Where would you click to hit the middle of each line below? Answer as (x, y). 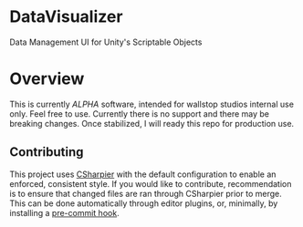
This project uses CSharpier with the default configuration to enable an (143, 174)
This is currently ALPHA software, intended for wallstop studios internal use (152, 104)
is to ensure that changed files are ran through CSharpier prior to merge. (146, 193)
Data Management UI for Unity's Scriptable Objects (106, 42)
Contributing (47, 152)
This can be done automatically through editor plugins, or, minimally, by (144, 203)
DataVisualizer (66, 17)
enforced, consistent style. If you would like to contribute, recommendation (151, 183)
